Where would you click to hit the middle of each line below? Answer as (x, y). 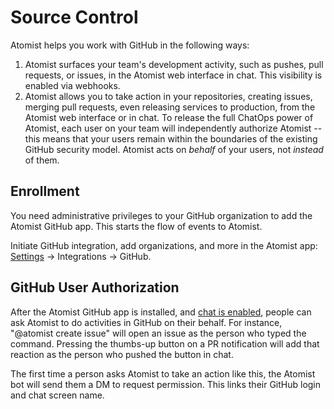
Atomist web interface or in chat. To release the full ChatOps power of (169, 117)
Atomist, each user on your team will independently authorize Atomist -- (173, 128)
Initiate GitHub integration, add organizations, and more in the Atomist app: (164, 245)
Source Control (74, 17)
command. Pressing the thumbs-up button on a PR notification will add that (165, 343)
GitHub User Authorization (95, 287)
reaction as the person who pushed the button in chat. (122, 354)
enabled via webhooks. (72, 85)
